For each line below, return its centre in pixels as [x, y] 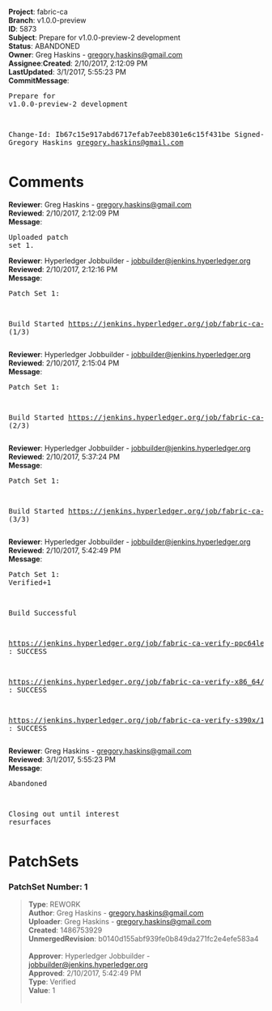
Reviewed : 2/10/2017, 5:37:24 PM [64, 456]
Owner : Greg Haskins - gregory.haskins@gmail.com [96, 55]
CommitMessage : [39, 81]
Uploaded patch [38, 237]
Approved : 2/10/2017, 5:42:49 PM [85, 973]
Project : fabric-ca [38, 12]
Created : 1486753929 [65, 930]
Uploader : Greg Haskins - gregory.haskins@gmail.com [120, 922]
